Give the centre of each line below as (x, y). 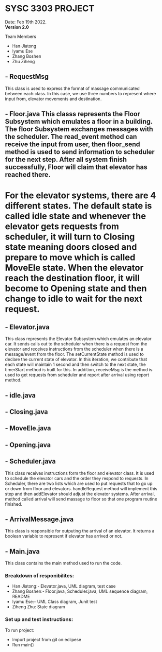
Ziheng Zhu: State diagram (38, 607)
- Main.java (22, 551)
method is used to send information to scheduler (80, 152)
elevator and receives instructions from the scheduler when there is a (74, 349)
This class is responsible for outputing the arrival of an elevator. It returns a (80, 531)
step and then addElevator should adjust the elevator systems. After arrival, (80, 494)
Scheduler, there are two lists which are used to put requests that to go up (79, 483)
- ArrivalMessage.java (39, 519)
